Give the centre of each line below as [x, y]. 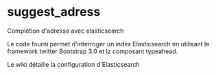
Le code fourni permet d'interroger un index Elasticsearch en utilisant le [108, 44]
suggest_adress [54, 12]
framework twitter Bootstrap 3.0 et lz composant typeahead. [93, 51]
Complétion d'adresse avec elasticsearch [65, 31]
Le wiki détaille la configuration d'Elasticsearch [74, 64]
